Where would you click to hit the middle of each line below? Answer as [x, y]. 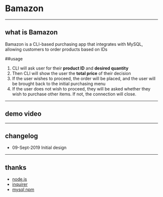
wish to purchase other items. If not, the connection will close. [74, 94]
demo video [23, 114]
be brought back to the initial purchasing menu [59, 84]
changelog [22, 136]
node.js [20, 179]
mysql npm [23, 190]
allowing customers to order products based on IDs [56, 49]
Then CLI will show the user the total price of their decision [71, 73]
